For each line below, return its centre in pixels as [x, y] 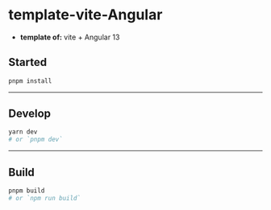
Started [27, 62]
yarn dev [23, 132]
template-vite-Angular [85, 15]
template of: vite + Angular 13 [70, 37]
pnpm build [27, 191]
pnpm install [30, 81]
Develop [29, 114]
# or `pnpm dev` [35, 140]
